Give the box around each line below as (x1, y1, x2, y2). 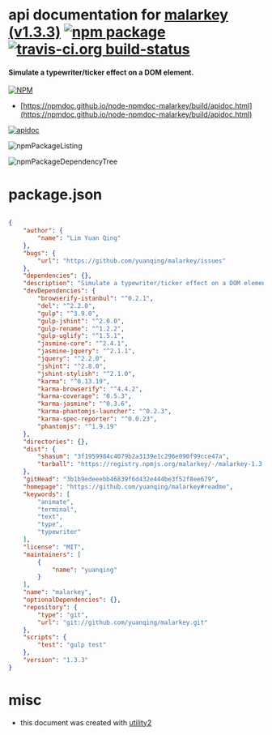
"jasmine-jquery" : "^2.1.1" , (37, 347, 136, 356)
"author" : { (23, 227, 63, 235)
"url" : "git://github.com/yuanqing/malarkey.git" (37, 618, 208, 626)
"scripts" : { (23, 634, 67, 642)
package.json (8, 185, 103, 203)
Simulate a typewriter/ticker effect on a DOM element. (8, 67, 194, 77)
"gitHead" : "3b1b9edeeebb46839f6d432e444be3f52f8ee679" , (23, 476, 219, 484)
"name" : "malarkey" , (23, 588, 92, 596)
